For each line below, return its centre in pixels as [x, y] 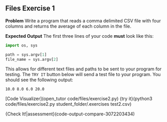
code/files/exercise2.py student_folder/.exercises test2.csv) [68, 104]
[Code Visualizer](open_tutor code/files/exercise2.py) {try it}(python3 [79, 99]
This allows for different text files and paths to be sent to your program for [83, 69]
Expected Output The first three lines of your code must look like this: [79, 36]
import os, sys [22, 45]
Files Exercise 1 [30, 8]
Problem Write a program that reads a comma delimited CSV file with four [83, 20]
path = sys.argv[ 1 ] [26, 55]
